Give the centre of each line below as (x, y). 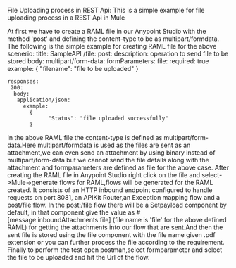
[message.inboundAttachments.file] (59, 220)
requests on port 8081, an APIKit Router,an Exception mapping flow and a (114, 197)
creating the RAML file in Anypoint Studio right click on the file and (104, 175)
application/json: (44, 100)
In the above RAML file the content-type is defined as (85, 138)
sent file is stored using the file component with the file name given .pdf (112, 235)
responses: (23, 82)
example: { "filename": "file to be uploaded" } (73, 69)
